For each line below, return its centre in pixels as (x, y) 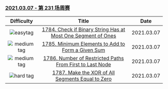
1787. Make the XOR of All (83, 72)
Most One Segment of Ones (83, 36)
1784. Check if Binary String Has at (83, 29)
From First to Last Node (83, 64)
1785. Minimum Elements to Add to (83, 44)
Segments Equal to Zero (83, 79)
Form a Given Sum (83, 50)
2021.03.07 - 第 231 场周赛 (37, 7)
